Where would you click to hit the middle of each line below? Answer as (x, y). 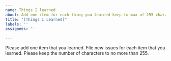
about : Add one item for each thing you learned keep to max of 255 (79, 15)
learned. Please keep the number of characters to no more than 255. (77, 53)
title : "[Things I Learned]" (36, 19)
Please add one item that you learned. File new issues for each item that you (85, 48)
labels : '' (17, 24)
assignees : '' (20, 29)
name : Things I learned (31, 10)
